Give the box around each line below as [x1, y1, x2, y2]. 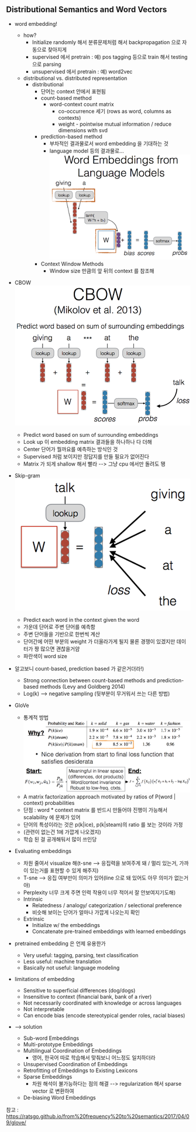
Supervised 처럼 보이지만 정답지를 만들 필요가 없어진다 [23, 453, 149, 460]
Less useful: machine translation [23, 958, 102, 965]
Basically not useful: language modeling [23, 964, 120, 971]
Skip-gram [14, 472, 40, 479]
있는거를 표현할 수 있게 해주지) [29, 867, 99, 874]
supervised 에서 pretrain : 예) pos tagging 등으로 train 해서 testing [32, 53, 188, 60]
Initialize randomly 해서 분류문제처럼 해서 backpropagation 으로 [32, 38, 181, 46]
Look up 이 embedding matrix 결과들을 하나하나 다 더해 [23, 438, 152, 445]
